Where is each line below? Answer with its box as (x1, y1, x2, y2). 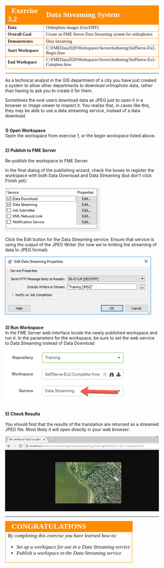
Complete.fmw (46, 62, 72, 67)
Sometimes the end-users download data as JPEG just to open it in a (5, 97, 143, 103)
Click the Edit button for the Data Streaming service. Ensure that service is (5, 236, 155, 242)
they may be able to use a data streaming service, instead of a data (5, 107, 141, 113)
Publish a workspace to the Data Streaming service (16, 549, 122, 556)
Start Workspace (7, 47, 39, 53)
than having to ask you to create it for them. (5, 88, 93, 94)
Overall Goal (7, 32, 32, 37)
